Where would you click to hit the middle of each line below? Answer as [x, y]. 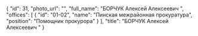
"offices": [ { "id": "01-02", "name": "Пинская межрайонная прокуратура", [99, 15]
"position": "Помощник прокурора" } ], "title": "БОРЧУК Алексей [87, 21]
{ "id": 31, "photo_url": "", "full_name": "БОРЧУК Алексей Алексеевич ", [95, 9]
